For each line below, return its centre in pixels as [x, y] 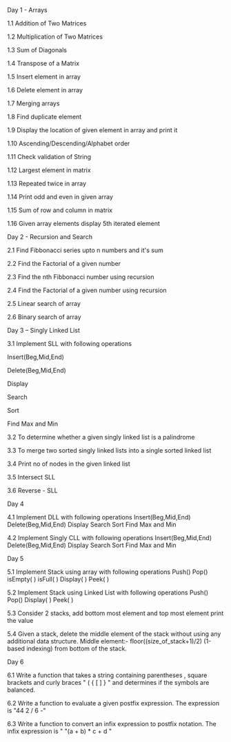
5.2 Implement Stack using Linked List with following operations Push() [108, 592]
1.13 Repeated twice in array [47, 183]
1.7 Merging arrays [33, 103]
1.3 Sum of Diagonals [37, 50]
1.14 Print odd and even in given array [60, 197]
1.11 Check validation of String [49, 157]
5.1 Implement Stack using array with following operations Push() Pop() [108, 572]
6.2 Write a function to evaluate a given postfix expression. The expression [113, 703]
